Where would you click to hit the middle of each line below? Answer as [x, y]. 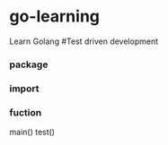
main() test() [32, 132]
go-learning [55, 17]
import [24, 89]
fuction [26, 112]
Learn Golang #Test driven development [84, 41]
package [29, 64]
